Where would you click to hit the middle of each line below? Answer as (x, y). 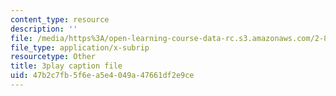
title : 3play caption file (66, 66)
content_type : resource (60, 19)
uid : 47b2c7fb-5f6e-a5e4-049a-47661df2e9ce (102, 76)
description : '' (44, 29)
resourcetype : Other (53, 57)
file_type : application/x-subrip (80, 47)
